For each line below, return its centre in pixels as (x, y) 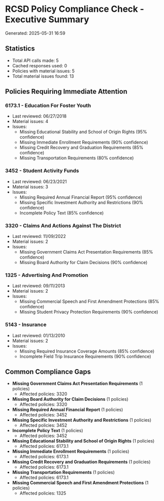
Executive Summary (47, 19)
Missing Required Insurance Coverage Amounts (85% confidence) (87, 351)
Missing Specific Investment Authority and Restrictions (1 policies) (82, 420)
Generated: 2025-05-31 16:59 (35, 33)
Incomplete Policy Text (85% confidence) (62, 213)
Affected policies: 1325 (43, 493)
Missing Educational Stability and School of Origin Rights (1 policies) (83, 441)
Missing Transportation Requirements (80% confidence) (77, 158)
